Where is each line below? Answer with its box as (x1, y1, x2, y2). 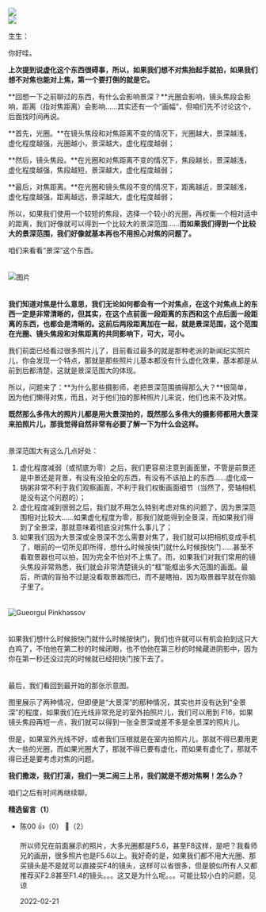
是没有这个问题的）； (19, 493, 86, 502)
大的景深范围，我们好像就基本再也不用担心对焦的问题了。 (8, 229, 196, 238)
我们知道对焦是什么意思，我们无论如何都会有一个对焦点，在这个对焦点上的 (8, 299, 251, 309)
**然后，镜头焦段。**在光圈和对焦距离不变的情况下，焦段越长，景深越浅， (8, 156, 252, 164)
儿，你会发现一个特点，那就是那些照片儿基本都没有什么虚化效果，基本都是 (8, 356, 251, 365)
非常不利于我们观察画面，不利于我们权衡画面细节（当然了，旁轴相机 (33, 483, 256, 492)
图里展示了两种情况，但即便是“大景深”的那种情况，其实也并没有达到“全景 (8, 698, 247, 706)
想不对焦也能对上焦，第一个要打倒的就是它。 (8, 75, 154, 84)
